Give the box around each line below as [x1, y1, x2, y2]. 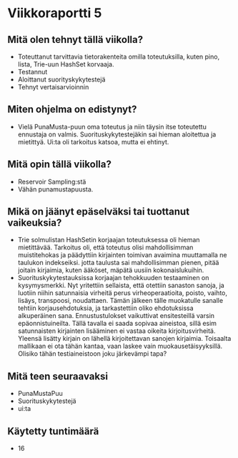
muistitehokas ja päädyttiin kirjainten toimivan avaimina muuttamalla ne [17, 251, 227, 259]
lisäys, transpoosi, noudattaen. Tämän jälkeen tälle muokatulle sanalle [17, 297, 224, 305]
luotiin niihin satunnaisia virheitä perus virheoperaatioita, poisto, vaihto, [17, 289, 227, 297]
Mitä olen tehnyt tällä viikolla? [7, 34, 144, 46]
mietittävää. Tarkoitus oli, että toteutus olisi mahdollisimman [17, 243, 194, 252]
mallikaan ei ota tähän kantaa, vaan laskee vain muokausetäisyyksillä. [17, 342, 223, 351]
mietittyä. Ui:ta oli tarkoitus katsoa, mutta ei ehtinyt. [17, 137, 169, 146]
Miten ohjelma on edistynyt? [7, 104, 137, 116]
